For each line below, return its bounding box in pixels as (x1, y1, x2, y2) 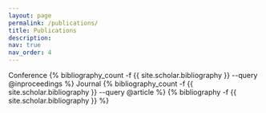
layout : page (8, 11, 52, 20)
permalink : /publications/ (8, 19, 99, 27)
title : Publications (8, 26, 78, 34)
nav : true (8, 41, 42, 49)
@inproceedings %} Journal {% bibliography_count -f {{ (8, 79, 194, 88)
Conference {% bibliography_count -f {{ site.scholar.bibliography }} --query (8, 71, 258, 80)
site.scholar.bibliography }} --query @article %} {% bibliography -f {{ (8, 88, 237, 96)
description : (8, 33, 52, 42)
